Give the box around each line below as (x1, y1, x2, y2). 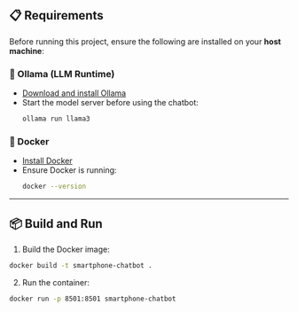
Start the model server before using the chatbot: (21, 97, 200, 108)
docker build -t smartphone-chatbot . (9, 261, 153, 269)
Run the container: (21, 277, 90, 287)
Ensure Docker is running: (21, 165, 117, 175)
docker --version (21, 182, 87, 191)
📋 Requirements (9, 8, 104, 23)
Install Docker (21, 155, 73, 167)
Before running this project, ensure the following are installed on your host (9, 35, 281, 47)
